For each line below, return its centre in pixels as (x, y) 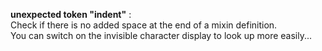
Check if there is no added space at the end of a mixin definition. (144, 25)
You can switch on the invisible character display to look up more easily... (161, 35)
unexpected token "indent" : (71, 14)
